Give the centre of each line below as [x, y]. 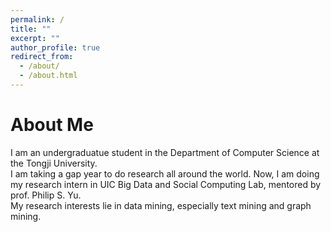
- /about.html [48, 76]
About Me [52, 125]
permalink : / [37, 19]
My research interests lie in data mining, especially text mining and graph [161, 205]
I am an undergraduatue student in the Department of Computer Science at [165, 152]
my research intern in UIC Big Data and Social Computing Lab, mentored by [166, 184]
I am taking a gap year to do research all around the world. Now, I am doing [165, 173]
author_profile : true [55, 47]
